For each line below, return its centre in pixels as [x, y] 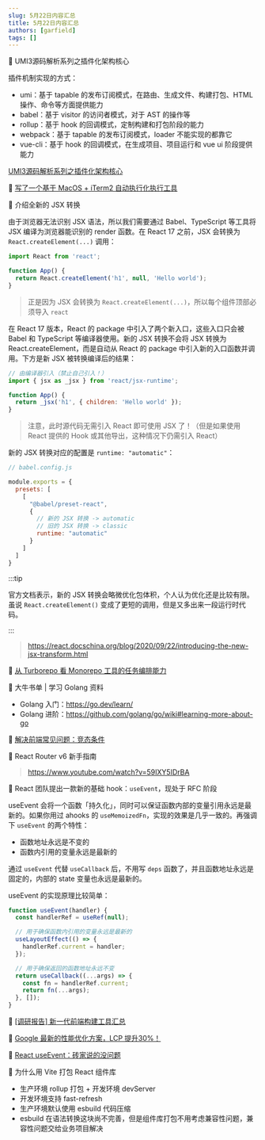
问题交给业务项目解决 [68, 1128]
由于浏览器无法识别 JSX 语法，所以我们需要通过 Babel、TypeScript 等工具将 [132, 222]
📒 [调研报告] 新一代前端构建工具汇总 [67, 1021]
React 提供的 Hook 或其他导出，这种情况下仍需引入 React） [125, 436]
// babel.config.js [40, 468]
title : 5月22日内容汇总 [44, 23]
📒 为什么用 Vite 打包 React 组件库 [62, 1072]
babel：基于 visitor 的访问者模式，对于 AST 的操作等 [105, 115]
